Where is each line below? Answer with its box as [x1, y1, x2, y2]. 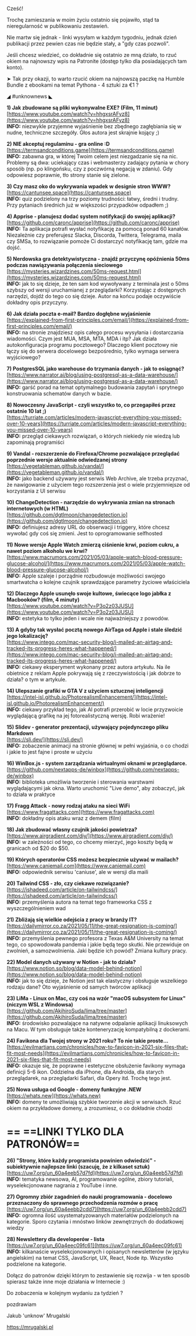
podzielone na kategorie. [6, 1260, 66, 1267]
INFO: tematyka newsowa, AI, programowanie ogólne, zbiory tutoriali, [6, 1176, 174, 1183]
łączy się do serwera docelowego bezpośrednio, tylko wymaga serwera [6, 348, 180, 354]
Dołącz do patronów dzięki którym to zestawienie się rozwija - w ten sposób [6, 1272, 190, 1279]
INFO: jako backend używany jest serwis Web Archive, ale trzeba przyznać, [6, 475, 189, 482]
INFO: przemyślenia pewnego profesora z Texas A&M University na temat [6, 935, 184, 942]
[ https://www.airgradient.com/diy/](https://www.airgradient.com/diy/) [6, 832, 173, 839]
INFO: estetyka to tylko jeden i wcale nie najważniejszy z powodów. [6, 615, 170, 621]
